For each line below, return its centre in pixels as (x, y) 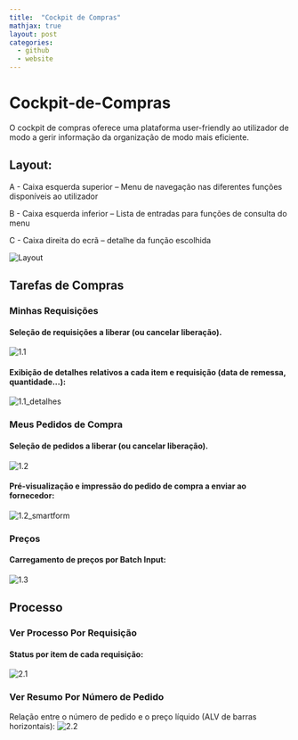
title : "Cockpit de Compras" (65, 17)
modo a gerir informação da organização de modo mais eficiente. (129, 137)
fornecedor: (32, 496)
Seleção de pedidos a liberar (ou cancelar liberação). (109, 446)
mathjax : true (36, 26)
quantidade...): (38, 382)
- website (35, 59)
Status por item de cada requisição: (77, 654)
